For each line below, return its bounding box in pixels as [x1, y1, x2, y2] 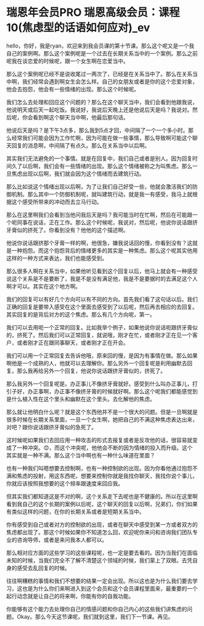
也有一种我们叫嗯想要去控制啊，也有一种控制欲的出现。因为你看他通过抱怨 [6, 464, 192, 472]
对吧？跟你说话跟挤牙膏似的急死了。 [6, 423, 97, 431]
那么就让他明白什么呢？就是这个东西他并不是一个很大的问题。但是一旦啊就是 [6, 408, 198, 415]
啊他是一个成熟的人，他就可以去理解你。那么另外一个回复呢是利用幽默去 [6, 359, 187, 367]
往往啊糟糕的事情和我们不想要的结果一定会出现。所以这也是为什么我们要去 [6, 577, 192, 585]
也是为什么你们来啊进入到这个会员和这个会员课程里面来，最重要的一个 [22, 585, 198, 592]
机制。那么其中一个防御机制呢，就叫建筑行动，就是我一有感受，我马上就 [11, 190, 192, 198]
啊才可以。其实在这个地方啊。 [6, 283, 81, 290]
